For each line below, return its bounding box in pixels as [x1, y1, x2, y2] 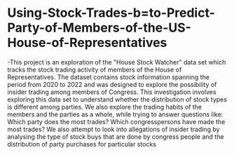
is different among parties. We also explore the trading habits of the [7, 102, 202, 111]
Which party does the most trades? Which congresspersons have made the [7, 117, 226, 126]
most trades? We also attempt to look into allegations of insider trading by [7, 125, 220, 133]
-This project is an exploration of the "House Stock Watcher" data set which [7, 58, 226, 66]
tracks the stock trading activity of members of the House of [7, 65, 182, 74]
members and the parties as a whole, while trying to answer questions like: [7, 110, 223, 119]
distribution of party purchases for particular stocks [7, 140, 156, 148]
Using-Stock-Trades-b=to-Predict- [7, 5, 216, 21]
